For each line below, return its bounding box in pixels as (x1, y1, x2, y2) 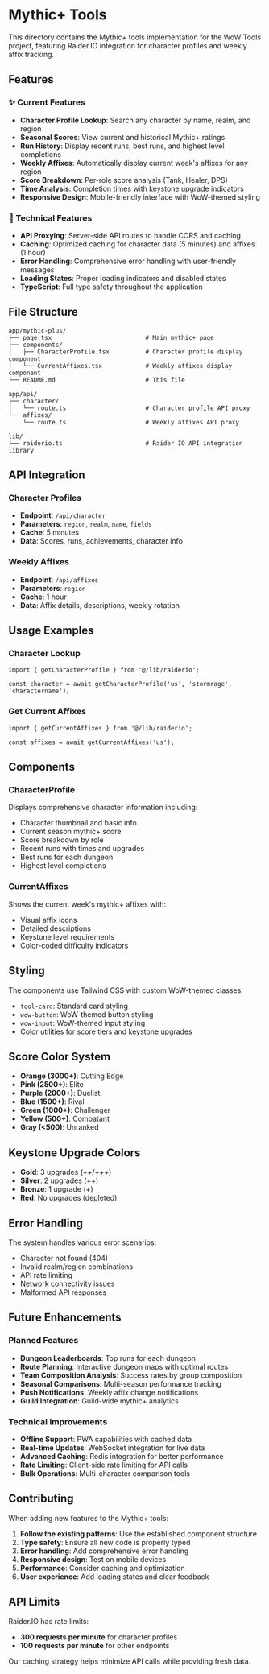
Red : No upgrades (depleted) (19, 1193, 118, 1203)
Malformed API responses (19, 1287, 107, 1297)
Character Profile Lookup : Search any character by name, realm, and (19, 115, 251, 125)
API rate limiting (19, 1270, 73, 1279)
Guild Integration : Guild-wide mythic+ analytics (19, 1395, 179, 1406)
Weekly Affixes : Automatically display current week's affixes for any (19, 158, 248, 167)
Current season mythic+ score (19, 827, 122, 837)
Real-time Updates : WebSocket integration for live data (19, 1443, 205, 1453)
